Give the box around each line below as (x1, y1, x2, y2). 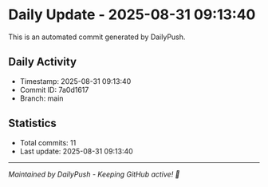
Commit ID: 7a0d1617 (19, 85, 89, 94)
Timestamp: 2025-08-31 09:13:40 (19, 76, 132, 86)
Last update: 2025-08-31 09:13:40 (19, 146, 133, 156)
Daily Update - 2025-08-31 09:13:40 (8, 6, 256, 24)
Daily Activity (8, 55, 77, 69)
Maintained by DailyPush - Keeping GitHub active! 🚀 (8, 169, 180, 179)
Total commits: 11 (19, 137, 77, 147)
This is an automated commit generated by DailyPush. (8, 32, 186, 42)
